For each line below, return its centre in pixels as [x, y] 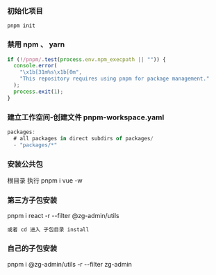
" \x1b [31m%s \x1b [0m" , [51, 72]
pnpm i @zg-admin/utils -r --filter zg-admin [69, 264]
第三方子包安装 [32, 200]
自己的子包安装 [32, 249]
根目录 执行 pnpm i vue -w [45, 180]
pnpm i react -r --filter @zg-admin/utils [63, 216]
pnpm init [22, 26]
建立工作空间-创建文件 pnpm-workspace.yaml [86, 117]
